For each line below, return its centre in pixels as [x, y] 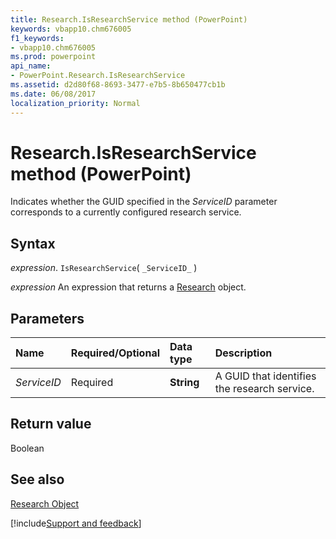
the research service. [264, 389]
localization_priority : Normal [75, 103]
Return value [51, 424]
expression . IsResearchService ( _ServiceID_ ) [104, 268]
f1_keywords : [37, 38]
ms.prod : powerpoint [53, 57]
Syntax [33, 243]
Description [243, 353]
